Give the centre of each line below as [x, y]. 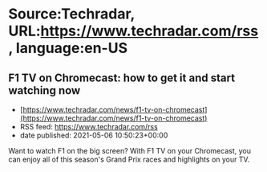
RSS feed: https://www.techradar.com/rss [89, 127]
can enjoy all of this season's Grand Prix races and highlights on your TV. [129, 159]
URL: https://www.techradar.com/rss [133, 31]
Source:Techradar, [71, 14]
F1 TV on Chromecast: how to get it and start [121, 78]
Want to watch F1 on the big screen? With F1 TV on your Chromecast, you [129, 151]
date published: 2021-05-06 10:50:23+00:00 [94, 135]
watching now [44, 90]
